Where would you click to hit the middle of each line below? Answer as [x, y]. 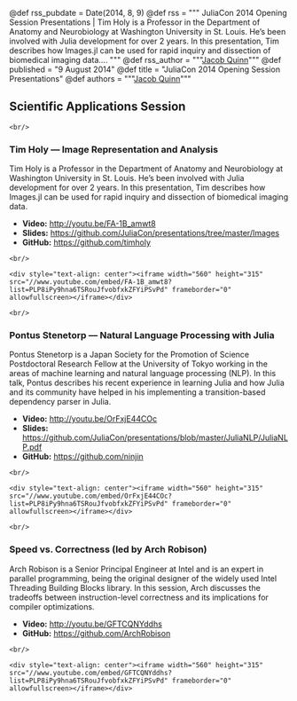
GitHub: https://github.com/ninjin [82, 457]
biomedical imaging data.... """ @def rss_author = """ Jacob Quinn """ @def [145, 60]
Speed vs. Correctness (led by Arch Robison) [108, 549]
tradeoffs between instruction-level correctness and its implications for [139, 597]
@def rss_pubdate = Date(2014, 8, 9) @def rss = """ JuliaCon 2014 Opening [148, 13]
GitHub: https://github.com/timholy [86, 242]
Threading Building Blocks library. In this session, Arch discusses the [135, 587]
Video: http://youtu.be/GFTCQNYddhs [92, 624]
